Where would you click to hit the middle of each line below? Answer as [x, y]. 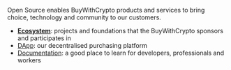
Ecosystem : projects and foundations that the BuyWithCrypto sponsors [120, 31]
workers [29, 60]
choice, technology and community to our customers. [84, 17]
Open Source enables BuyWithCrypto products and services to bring [106, 10]
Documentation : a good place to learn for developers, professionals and [121, 53]
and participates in [44, 38]
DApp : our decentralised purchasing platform [82, 45]
